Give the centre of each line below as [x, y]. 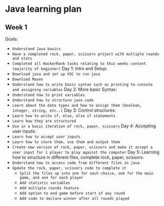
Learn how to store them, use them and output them [66, 142]
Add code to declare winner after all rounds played [74, 199]
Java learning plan [43, 9]
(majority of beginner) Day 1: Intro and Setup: [60, 68]
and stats [22, 59]
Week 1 [16, 27]
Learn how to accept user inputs [46, 137]
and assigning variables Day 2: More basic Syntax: [65, 89]
